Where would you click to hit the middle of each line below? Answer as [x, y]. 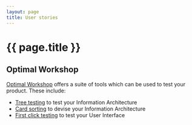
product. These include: [36, 91]
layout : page [23, 12]
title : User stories [32, 18]
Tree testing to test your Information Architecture [76, 102]
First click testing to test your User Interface [70, 115]
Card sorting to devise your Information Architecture [80, 109]
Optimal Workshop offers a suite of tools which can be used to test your [96, 84]
